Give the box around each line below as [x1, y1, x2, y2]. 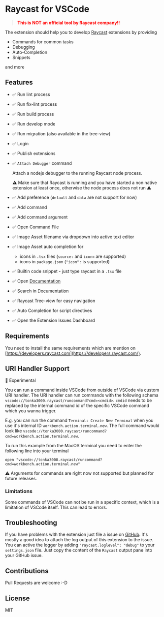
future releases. [5, 476, 37, 482]
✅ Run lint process [12, 91, 50, 97]
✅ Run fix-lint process [12, 101, 57, 107]
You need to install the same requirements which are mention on [5, 345, 136, 351]
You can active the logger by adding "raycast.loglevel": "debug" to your [5, 542, 155, 548]
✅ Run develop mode [12, 121, 56, 126]
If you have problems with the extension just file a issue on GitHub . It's [5, 531, 148, 537]
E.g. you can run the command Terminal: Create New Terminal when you [5, 417, 154, 424]
